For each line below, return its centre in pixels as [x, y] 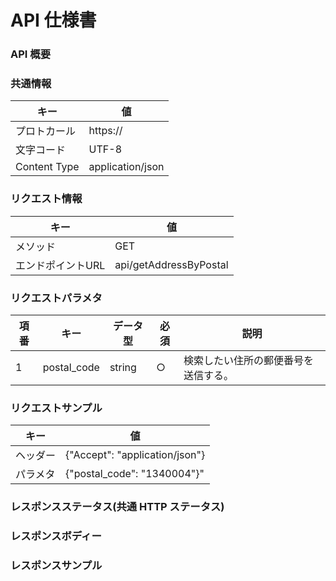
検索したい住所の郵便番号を [248, 360]
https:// [105, 131]
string [123, 367]
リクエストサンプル [56, 408]
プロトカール [46, 131]
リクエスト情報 [46, 199]
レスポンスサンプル [56, 566]
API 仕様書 [53, 20]
